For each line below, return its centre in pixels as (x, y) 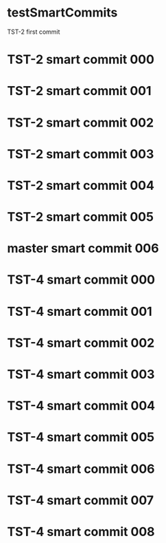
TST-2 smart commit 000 (81, 60)
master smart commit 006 (83, 248)
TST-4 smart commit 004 (81, 406)
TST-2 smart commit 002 (81, 123)
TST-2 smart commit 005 (81, 217)
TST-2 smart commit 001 (80, 91)
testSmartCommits (62, 13)
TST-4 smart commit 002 (81, 343)
